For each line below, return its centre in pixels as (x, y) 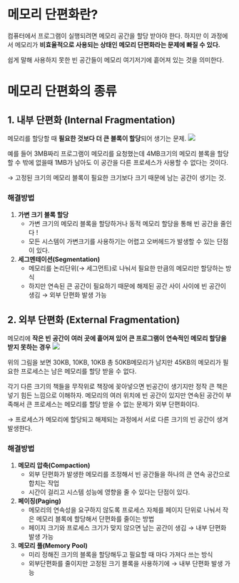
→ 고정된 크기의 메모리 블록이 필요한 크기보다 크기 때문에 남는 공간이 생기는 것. (117, 177)
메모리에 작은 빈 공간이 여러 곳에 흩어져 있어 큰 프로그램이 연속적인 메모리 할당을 (117, 338)
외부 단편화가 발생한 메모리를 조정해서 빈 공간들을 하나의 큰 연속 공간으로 (129, 475)
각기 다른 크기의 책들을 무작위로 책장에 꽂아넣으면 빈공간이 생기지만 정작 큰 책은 (118, 387)
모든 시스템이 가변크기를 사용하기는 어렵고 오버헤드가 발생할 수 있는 (122, 242)
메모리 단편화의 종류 (62, 92)
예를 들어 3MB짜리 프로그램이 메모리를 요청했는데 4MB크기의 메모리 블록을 (112, 153)
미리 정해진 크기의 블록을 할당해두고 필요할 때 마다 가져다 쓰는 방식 (121, 554)
